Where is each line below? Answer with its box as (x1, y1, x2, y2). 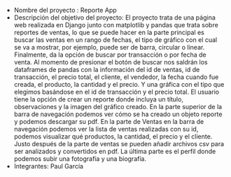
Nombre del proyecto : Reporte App (13, 6, 117, 14)
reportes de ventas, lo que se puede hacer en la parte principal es (13, 28, 204, 36)
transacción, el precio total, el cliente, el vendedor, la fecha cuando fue (13, 73, 219, 81)
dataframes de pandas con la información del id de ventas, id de (13, 66, 200, 73)
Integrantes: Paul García (13, 162, 84, 170)
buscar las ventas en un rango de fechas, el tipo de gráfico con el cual (13, 36, 218, 44)
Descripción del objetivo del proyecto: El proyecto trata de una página (13, 13, 216, 22)
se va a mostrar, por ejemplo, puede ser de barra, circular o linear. (13, 43, 205, 51)
